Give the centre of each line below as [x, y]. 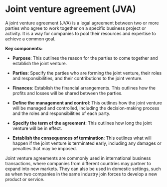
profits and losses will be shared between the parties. [68, 93]
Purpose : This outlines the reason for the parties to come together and [85, 58]
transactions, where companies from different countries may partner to [78, 163]
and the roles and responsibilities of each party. [61, 113]
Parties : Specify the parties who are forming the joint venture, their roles [87, 73]
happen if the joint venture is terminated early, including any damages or [87, 143]
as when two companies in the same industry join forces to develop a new [81, 174]
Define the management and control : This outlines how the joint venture [87, 102]
